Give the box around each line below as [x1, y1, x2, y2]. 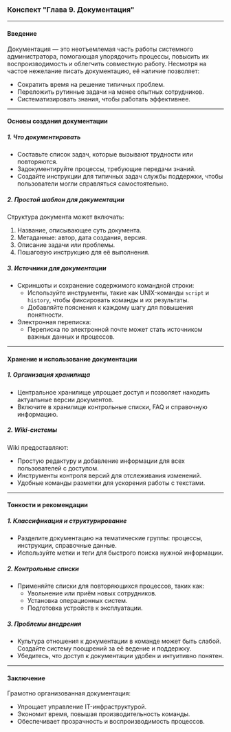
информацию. [16, 410, 58, 418]
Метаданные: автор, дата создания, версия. [16, 233, 147, 242]
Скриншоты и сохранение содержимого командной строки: [16, 281, 195, 289]
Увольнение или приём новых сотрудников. [27, 589, 157, 597]
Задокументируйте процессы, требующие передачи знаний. [16, 165, 196, 173]
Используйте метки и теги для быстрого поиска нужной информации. [16, 548, 223, 557]
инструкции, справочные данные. [16, 542, 117, 550]
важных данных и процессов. [27, 333, 115, 341]
